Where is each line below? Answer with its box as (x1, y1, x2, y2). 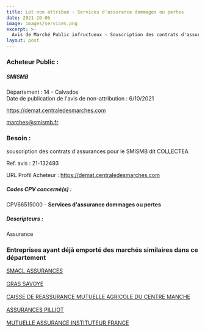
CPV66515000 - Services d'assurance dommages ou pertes (6, 201, 162, 208)
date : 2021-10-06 (6, 15, 51, 21)
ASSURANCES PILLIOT (6, 306, 64, 314)
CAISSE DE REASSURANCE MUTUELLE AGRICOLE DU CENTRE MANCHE (6, 293, 191, 301)
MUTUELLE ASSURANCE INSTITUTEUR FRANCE (6, 319, 129, 326)
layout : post (6, 37, 40, 43)
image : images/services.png (6, 20, 78, 26)
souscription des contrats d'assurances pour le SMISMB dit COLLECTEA (6, 148, 189, 155)
